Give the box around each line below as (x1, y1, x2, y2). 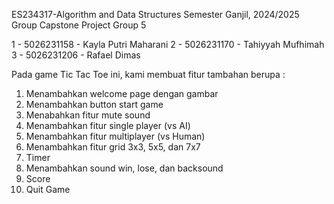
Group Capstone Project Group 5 (11, 19, 147, 31)
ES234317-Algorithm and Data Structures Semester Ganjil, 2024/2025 (11, 9, 300, 20)
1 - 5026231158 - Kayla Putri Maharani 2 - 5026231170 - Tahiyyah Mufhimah (11, 39, 325, 50)
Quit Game (25, 184, 71, 195)
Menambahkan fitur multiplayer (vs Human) (25, 130, 206, 142)
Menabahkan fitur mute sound (25, 109, 151, 121)
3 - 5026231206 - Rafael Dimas (11, 49, 141, 61)
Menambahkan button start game (25, 99, 164, 110)
